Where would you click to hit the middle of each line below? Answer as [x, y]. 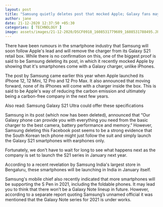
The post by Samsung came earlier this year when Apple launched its [74, 76]
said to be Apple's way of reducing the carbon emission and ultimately [75, 91]
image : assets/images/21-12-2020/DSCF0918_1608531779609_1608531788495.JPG [83, 32]
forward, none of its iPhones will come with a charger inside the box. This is [81, 86]
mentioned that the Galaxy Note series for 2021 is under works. [68, 200]
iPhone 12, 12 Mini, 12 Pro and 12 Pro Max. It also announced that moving [78, 81]
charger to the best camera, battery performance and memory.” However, [79, 125]
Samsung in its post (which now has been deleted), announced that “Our [78, 115]
